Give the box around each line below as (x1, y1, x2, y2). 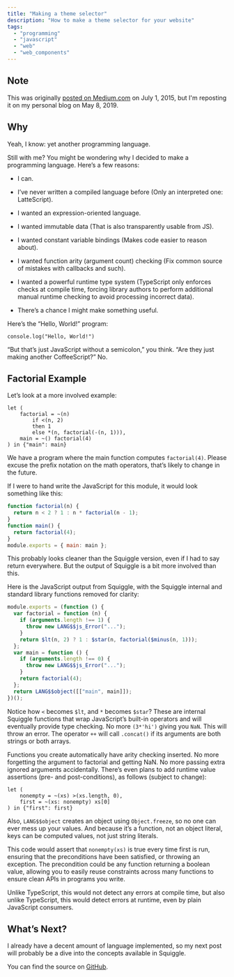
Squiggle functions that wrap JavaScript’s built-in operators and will (7, 715, 202, 723)
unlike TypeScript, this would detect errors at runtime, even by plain (7, 895, 202, 904)
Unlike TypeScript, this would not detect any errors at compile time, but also (7, 888, 225, 897)
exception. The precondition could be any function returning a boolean (7, 860, 210, 868)
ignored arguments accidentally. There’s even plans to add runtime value (7, 765, 216, 773)
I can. (17, 174, 33, 182)
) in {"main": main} (7, 441, 68, 449)
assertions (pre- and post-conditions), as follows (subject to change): (7, 773, 207, 781)
